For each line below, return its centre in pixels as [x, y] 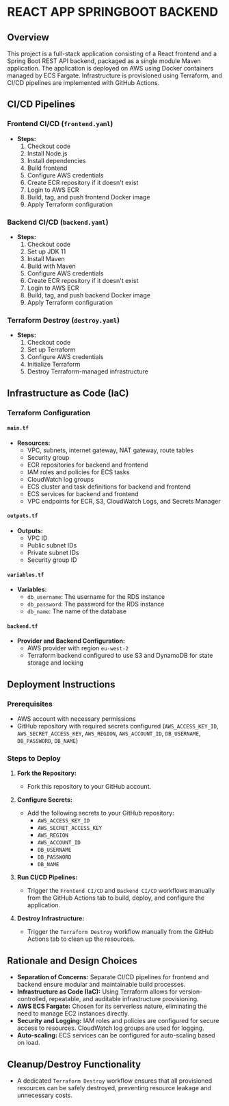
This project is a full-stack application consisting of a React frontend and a [112, 53]
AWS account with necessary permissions [76, 719]
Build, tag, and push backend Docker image [89, 295]
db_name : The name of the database [77, 611]
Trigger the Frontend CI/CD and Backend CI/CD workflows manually [121, 891]
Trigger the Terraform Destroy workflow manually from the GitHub [120, 932]
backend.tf [23, 626]
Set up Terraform [51, 349]
